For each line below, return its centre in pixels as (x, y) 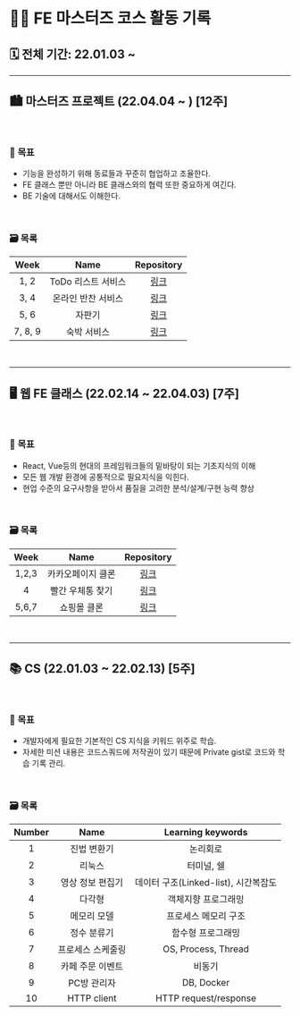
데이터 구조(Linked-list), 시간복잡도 (206, 883)
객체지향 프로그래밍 (206, 900)
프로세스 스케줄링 (92, 950)
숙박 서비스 (87, 332)
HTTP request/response (206, 998)
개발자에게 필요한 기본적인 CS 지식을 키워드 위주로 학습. (119, 741)
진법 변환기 (92, 849)
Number (31, 833)
